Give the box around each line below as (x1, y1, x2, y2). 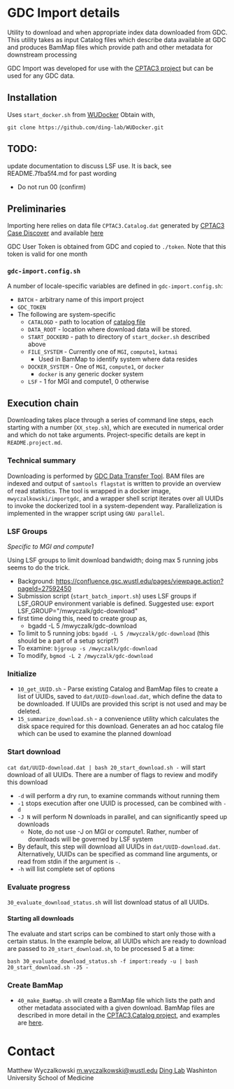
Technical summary (7, 456, 76, 465)
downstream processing (7, 50, 78, 59)
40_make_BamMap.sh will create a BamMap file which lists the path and (17, 996, 215, 1005)
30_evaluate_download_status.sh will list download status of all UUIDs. (7, 898, 210, 906)
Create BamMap (7, 980, 64, 990)
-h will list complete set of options (17, 864, 115, 873)
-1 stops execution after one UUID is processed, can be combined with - (17, 799, 227, 807)
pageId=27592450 (17, 584, 72, 593)
